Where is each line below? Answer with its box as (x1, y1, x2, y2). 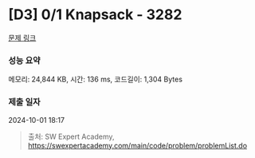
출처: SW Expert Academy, (27, 132, 115, 141)
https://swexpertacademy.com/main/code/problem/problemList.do (27, 140, 248, 150)
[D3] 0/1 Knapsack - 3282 (8, 6, 182, 24)
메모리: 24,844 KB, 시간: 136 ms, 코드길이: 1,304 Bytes (8, 74, 183, 85)
